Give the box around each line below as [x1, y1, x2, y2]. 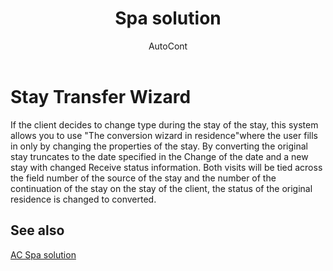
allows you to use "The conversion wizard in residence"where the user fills [10, 129, 318, 141]
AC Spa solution [10, 248, 77, 261]
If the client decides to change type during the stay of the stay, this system [10, 118, 319, 131]
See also [10, 222, 65, 239]
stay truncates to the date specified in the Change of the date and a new [10, 150, 309, 162]
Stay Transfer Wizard [10, 85, 192, 108]
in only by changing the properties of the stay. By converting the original [10, 140, 308, 152]
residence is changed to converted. [10, 193, 157, 205]
